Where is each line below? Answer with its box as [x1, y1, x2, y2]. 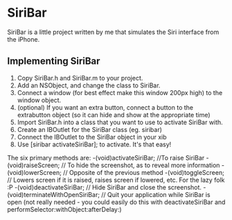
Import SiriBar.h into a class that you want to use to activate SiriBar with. [17, 118, 223, 126]
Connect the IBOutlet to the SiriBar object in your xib [17, 133, 167, 141]
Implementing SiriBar [7, 56, 100, 67]
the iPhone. [7, 35, 40, 43]
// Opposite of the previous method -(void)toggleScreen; [63, 168, 225, 176]
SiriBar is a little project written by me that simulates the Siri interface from [7, 28, 220, 36]
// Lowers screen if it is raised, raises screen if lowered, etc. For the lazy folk [7, 176, 225, 184]
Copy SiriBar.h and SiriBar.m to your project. [17, 74, 143, 82]
